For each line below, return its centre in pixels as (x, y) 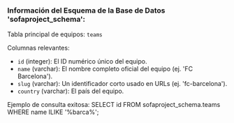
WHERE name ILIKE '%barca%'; (53, 112)
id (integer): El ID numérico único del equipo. (82, 61)
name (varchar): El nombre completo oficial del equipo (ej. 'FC (105, 69)
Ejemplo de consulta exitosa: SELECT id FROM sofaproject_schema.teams (114, 105)
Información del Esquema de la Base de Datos (86, 10)
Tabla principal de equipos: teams (55, 34)
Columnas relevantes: (38, 48)
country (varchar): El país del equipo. (71, 91)
